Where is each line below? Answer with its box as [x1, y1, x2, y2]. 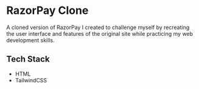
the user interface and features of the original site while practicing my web [6, 30, 194, 37]
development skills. [6, 36, 55, 44]
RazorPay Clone [6, 4, 89, 18]
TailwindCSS [15, 76, 47, 84]
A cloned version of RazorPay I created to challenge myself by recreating [6, 24, 190, 31]
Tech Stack [6, 54, 50, 64]
